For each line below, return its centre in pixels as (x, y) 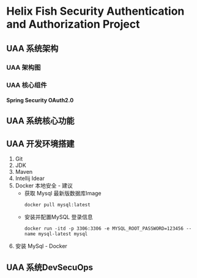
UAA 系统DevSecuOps (50, 267)
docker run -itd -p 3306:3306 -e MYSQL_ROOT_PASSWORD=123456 (104, 229)
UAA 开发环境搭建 (40, 144)
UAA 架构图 (24, 67)
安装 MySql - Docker (41, 246)
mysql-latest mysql (63, 234)
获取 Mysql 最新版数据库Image (63, 193)
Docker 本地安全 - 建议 (44, 186)
